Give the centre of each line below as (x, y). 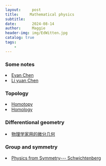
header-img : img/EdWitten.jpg (37, 33)
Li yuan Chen (25, 80)
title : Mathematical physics (40, 14)
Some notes (20, 64)
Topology (17, 93)
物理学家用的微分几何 (33, 134)
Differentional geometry (35, 123)
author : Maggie (25, 28)
